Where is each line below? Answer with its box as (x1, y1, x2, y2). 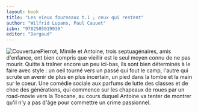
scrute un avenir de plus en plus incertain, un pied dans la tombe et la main (6, 73, 193, 81)
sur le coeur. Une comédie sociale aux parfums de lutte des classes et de (6, 79, 188, 87)
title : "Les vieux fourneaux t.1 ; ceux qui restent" (6, 14, 144, 20)
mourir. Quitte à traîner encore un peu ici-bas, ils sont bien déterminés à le (6, 61, 191, 68)
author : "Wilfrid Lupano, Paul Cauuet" (6, 20, 107, 26)
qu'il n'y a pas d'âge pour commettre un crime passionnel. (6, 99, 151, 106)
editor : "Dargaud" (6, 31, 52, 37)
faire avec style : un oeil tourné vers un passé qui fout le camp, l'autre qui (6, 67, 188, 74)
